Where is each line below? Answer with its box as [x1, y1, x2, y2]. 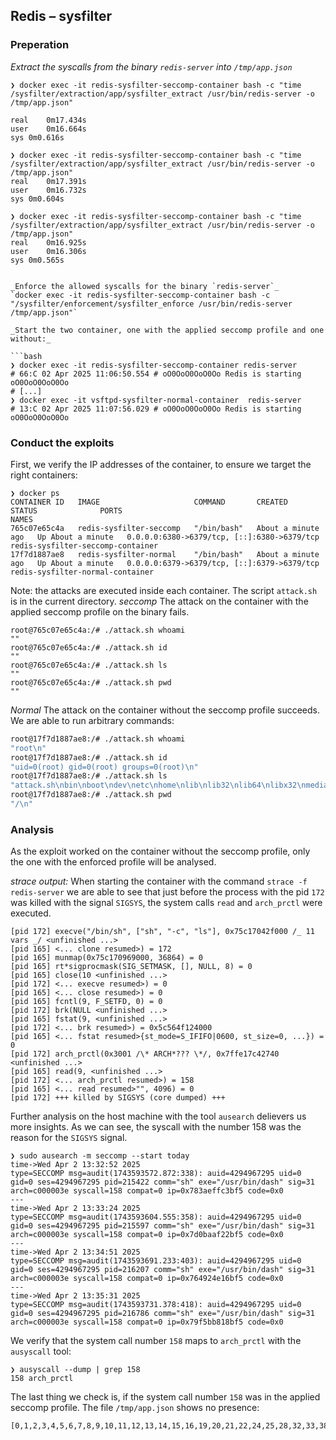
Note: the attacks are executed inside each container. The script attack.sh [10, 584, 318, 596]
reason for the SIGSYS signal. [10, 1132, 128, 1144]
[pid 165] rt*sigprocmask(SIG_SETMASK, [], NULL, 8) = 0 [10, 962, 253, 972]
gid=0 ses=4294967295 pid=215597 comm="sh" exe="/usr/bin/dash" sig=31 [10, 1221, 315, 1231]
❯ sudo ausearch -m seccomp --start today [10, 1151, 190, 1161]
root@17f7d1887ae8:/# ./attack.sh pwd [10, 790, 172, 800]
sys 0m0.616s [10, 132, 65, 143]
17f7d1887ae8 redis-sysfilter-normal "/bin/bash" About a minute [10, 549, 320, 559]
